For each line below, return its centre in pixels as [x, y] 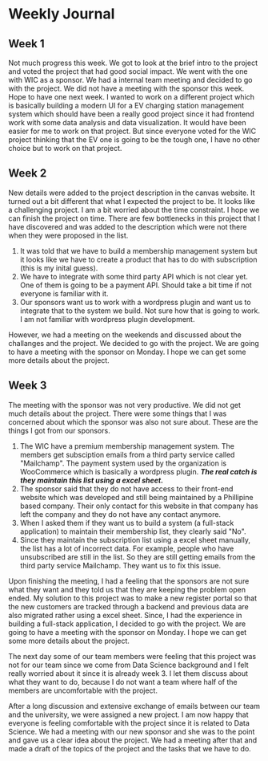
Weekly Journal [62, 14]
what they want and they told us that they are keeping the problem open [127, 589]
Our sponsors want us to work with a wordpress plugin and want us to [135, 302]
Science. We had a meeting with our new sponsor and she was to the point [132, 731]
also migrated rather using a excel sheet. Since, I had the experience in [125, 615]
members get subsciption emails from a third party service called [127, 454]
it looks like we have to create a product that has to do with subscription [138, 259]
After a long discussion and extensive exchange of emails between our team [134, 706]
